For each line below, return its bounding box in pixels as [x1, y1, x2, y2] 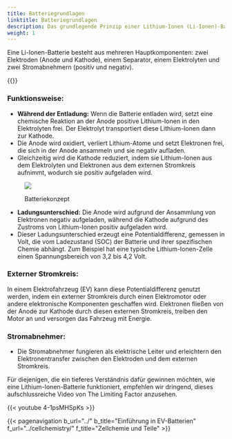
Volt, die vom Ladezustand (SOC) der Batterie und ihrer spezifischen [17, 237, 213, 245]
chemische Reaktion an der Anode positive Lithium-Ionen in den [17, 117, 200, 125]
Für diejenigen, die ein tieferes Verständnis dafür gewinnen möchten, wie [7, 375, 215, 384]
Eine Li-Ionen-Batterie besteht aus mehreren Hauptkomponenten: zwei [7, 48, 209, 57]
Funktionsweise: [7, 94, 64, 104]
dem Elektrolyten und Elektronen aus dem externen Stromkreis [17, 160, 195, 169]
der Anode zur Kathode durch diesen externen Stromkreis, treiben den [7, 307, 208, 315]
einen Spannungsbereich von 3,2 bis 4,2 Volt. [17, 252, 147, 260]
